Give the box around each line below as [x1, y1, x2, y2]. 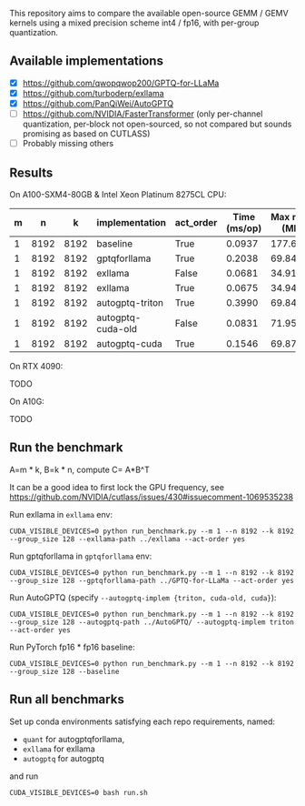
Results [9, 165, 54, 180]
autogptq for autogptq [22, 752, 104, 763]
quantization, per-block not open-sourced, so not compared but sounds [22, 118, 292, 130]
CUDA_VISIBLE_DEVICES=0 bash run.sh [9, 788, 148, 797]
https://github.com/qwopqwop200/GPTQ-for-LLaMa [22, 77, 220, 88]
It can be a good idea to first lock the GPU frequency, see [9, 481, 225, 492]
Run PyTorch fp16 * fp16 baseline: [9, 641, 135, 652]
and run [9, 771, 39, 781]
